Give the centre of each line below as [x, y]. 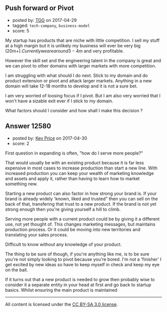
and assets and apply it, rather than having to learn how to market [73, 178]
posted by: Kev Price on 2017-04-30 [50, 138]
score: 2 [21, 143]
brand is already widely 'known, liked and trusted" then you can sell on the [82, 199]
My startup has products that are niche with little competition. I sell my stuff [83, 40]
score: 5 [21, 31]
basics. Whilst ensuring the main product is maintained [61, 290]
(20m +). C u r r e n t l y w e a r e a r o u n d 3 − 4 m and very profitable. [65, 51]
